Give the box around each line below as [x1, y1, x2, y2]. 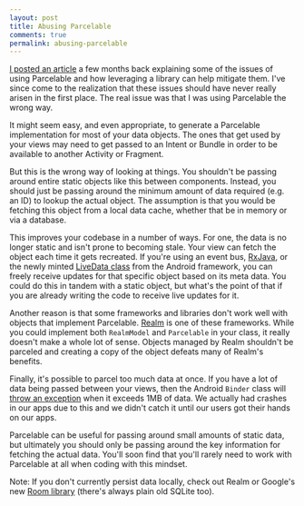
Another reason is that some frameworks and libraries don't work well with [9, 308, 289, 319]
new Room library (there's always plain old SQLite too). [9, 486, 215, 497]
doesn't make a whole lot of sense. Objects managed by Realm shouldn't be [9, 337, 294, 348]
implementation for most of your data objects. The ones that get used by [9, 129, 281, 141]
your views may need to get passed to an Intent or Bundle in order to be [9, 139, 279, 150]
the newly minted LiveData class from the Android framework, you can [9, 261, 273, 273]
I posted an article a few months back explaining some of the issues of [9, 64, 274, 74]
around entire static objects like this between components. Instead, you [9, 176, 277, 187]
